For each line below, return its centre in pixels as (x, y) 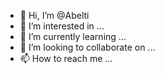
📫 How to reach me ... (66, 58)
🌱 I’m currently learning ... (73, 36)
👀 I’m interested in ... (62, 26)
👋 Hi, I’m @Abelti (54, 15)
